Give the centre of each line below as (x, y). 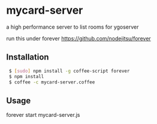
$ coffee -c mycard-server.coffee (52, 82)
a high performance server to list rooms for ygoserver (73, 27)
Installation (28, 57)
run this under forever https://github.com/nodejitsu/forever (78, 38)
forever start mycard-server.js (43, 115)
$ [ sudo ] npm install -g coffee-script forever (69, 71)
